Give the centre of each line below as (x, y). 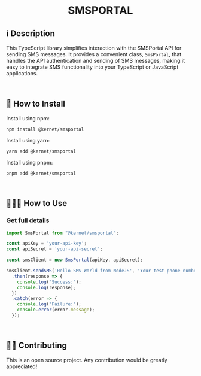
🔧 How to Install (36, 104)
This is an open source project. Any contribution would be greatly (87, 360)
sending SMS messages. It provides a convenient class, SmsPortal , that (94, 54)
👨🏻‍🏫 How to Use (37, 203)
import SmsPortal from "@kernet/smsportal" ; (63, 233)
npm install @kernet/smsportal (45, 129)
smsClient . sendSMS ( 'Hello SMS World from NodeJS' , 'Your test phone (93, 271)
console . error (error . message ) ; (56, 310)
